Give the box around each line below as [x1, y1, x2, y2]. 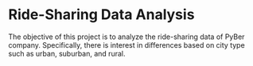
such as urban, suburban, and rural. [8, 49, 126, 58]
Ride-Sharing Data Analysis [8, 6, 195, 24]
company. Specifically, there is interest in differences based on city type [8, 40, 245, 49]
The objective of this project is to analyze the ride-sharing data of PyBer [8, 32, 245, 41]
